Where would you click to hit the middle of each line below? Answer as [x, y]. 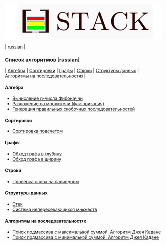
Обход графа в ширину [37, 159]
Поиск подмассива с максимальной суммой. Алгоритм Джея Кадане [86, 232]
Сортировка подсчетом [38, 131]
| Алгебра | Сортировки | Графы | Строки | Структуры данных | [72, 71]
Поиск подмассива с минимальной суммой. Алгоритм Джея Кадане [85, 237]
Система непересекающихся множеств [55, 209]
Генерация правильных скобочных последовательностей [74, 109]
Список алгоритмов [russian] [42, 60]
